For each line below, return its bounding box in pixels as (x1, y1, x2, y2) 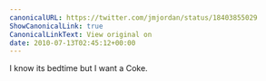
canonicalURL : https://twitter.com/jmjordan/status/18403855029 (9, 13, 258, 22)
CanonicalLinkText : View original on (9, 30, 153, 39)
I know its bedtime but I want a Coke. (9, 63, 148, 74)
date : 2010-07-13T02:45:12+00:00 (9, 38, 136, 48)
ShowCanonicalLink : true (9, 22, 103, 31)
